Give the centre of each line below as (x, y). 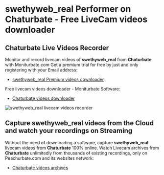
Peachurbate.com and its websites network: (49, 158)
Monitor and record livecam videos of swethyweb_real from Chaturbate (78, 59)
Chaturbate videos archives (40, 168)
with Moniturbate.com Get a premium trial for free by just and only (72, 65)
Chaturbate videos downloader (43, 98)
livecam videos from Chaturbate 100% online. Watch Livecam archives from (82, 148)
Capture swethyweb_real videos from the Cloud (80, 123)
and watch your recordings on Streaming (69, 131)
